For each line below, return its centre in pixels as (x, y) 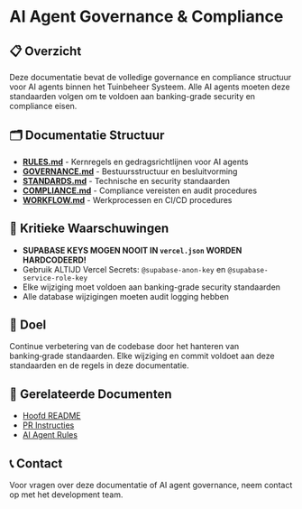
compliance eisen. (43, 106)
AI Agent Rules (50, 435)
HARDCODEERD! (55, 260)
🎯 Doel (28, 325)
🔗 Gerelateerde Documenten (91, 394)
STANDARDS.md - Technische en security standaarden (126, 180)
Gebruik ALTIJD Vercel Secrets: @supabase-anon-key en (124, 269)
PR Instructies (48, 425)
